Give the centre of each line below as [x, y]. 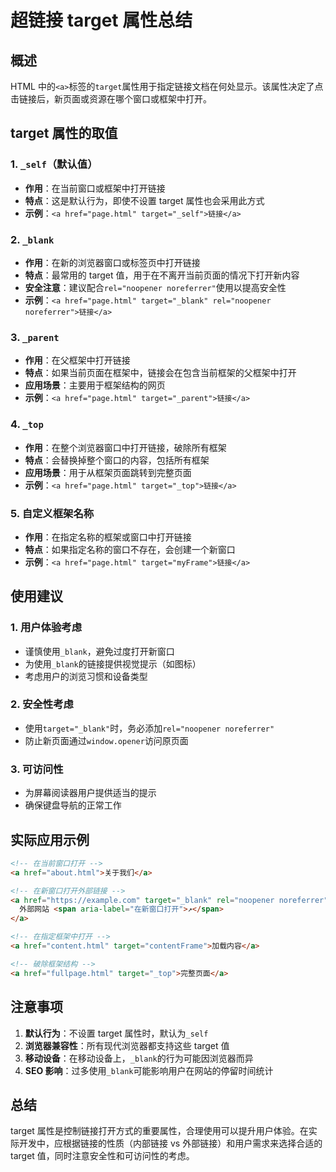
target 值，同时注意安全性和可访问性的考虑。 [102, 1156]
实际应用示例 [50, 839]
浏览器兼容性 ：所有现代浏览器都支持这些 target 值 [127, 1045]
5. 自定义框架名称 [52, 513]
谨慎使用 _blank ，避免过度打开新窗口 [99, 651]
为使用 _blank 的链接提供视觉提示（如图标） [113, 663]
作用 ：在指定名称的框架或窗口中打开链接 [108, 537]
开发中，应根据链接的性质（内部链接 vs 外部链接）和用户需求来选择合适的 [170, 1143]
